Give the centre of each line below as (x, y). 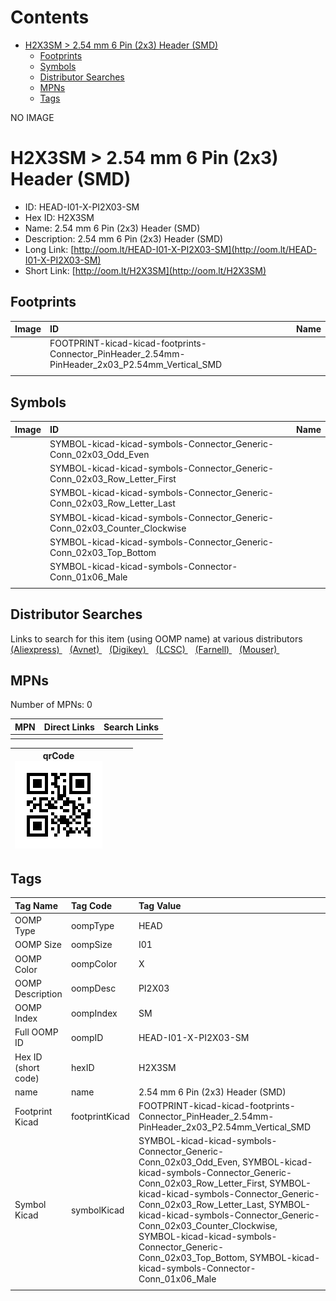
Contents (50, 17)
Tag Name (36, 905)
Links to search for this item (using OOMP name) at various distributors (156, 638)
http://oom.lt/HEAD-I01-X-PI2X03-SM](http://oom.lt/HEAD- (195, 249)
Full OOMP (36, 1032)
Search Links (131, 727)
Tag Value (160, 905)
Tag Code (91, 905)
